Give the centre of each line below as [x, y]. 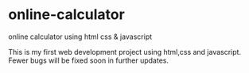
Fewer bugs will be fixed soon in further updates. [89, 60]
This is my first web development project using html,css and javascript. [124, 52]
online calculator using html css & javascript [80, 36]
